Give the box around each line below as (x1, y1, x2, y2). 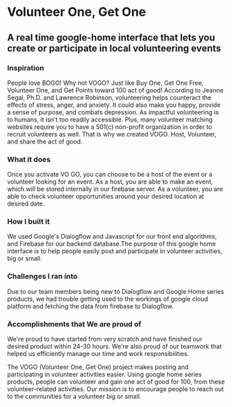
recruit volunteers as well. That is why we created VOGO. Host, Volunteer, (7, 130, 217, 138)
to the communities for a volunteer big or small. (7, 393, 142, 401)
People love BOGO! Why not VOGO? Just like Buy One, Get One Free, (7, 79, 204, 87)
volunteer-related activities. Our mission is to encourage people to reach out (7, 385, 224, 393)
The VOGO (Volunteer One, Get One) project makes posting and (7, 363, 188, 371)
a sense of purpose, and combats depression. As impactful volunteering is (7, 108, 219, 116)
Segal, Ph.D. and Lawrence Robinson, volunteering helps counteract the (7, 93, 212, 101)
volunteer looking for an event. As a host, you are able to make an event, (7, 177, 213, 186)
